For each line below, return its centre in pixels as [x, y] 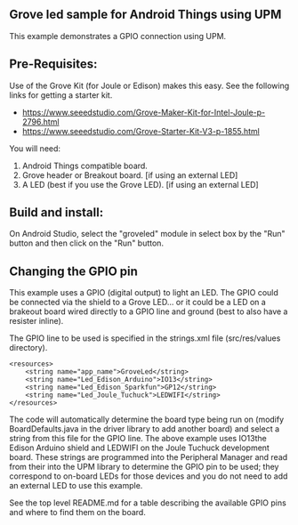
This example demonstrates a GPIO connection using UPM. [118, 36]
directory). [28, 348]
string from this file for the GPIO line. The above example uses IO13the [138, 439]
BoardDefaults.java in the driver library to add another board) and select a [145, 429]
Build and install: [56, 213]
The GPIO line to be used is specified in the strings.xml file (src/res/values [145, 338]
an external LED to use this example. [76, 486]
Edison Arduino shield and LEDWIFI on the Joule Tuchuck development [139, 448]
